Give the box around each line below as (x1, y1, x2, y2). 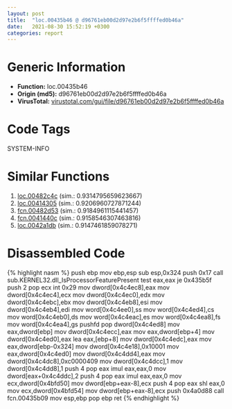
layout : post (7, 10, 45, 17)
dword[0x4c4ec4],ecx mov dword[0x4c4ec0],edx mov (7, 291, 165, 299)
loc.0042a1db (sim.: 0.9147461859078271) (17, 222, 138, 230)
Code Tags (7, 122, 71, 137)
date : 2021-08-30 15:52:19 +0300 (7, 23, 110, 30)
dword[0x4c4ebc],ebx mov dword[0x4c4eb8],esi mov (7, 298, 163, 306)
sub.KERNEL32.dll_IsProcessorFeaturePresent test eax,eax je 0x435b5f (7, 276, 213, 284)
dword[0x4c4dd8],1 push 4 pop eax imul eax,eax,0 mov (7, 365, 167, 372)
